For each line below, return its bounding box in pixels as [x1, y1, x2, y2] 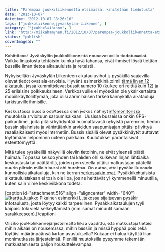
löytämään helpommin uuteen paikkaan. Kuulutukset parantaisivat [5, 134, 138, 140]
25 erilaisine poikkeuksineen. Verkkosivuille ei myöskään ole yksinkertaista [5, 88, 156, 94]
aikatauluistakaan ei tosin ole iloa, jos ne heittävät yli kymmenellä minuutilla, [5, 175, 158, 181]
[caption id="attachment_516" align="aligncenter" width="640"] [5, 190, 135, 196]
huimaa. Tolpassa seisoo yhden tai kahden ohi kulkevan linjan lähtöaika [5, 154, 149, 160]
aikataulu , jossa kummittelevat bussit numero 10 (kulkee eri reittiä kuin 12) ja [5, 83, 159, 89]
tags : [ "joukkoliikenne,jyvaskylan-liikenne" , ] [5, 21, 107, 26]
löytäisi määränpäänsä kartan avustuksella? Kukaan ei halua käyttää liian [5, 230, 152, 236]
